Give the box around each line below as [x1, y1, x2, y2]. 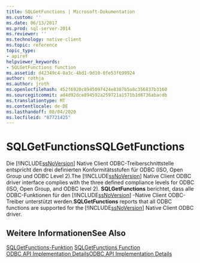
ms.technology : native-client [6, 36, 82, 42]
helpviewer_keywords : [6, 59, 60, 65]
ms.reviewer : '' [6, 31, 47, 37]
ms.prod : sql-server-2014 [6, 25, 71, 32]
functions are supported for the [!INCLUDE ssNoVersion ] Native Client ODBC [6, 204, 194, 212]
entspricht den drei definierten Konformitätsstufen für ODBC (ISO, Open [6, 166, 183, 173]
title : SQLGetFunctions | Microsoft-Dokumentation [6, 8, 135, 15]
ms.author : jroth [6, 81, 50, 87]
